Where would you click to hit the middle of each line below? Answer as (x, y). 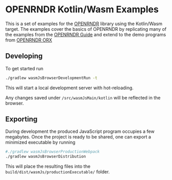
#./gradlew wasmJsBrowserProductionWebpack (53, 152)
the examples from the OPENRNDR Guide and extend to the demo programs (86, 34)
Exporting (21, 119)
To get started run (24, 68)
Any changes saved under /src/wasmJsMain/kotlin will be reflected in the (83, 97)
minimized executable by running (40, 143)
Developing (24, 56)
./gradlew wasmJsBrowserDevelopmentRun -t (51, 78)
